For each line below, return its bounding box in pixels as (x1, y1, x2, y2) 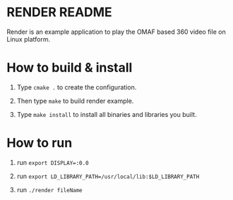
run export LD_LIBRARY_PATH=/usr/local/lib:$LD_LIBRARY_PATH (16, 172, 200, 180)
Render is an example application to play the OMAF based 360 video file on (6, 27, 227, 36)
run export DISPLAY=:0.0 (16, 158, 89, 166)
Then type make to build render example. (16, 96, 134, 105)
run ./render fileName (16, 185, 83, 194)
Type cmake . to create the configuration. (16, 82, 137, 92)
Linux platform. (6, 35, 51, 43)
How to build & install (6, 60, 133, 76)
